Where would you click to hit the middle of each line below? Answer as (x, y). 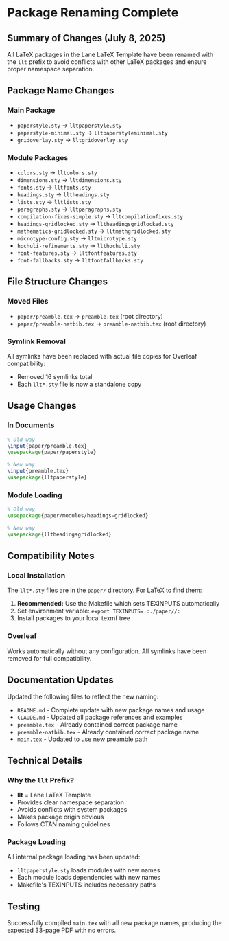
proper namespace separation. (51, 69)
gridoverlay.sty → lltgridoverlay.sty (72, 139)
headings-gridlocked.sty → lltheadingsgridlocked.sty (95, 223)
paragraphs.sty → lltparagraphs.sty (69, 209)
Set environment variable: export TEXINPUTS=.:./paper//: (98, 611)
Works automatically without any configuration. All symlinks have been (107, 651)
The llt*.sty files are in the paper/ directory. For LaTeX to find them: (105, 590)
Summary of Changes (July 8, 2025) (86, 38)
